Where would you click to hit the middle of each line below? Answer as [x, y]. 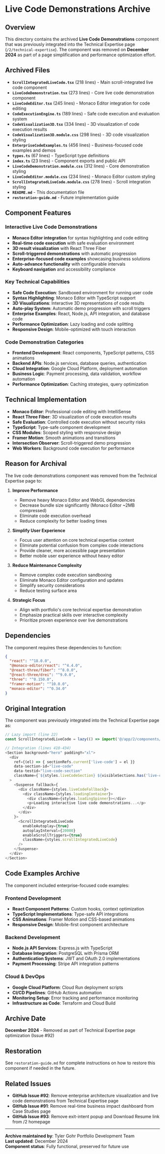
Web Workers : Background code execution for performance [73, 448]
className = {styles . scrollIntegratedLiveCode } [70, 840]
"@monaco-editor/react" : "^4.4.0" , [46, 666]
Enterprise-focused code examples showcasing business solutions [81, 259]
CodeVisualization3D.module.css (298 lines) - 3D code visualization [81, 135]
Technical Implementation [46, 400]
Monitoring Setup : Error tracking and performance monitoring [75, 998]
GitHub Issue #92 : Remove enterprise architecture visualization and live [85, 1095]
